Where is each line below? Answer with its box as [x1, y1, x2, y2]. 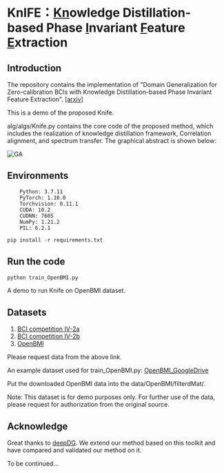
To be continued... [7, 459, 59, 467]
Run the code [7, 255, 65, 268]
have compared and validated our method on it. [7, 446, 142, 454]
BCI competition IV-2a [17, 325, 80, 334]
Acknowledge [7, 421, 68, 432]
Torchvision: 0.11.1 [19, 200, 79, 207]
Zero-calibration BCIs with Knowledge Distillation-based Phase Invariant [7, 88, 212, 96]
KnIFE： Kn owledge [7, 5, 121, 21]
